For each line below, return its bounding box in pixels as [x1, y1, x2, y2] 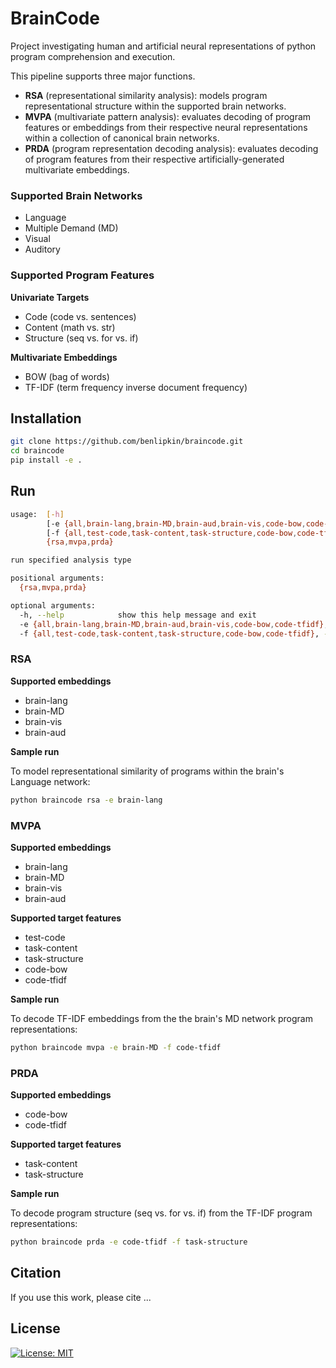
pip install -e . [10, 455, 83, 466]
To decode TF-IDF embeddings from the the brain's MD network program [10, 1012, 313, 1024]
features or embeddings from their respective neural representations [24, 121, 308, 133]
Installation [10, 410, 82, 427]
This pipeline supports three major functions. [10, 70, 196, 82]
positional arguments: [10, 573, 105, 584]
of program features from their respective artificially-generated [24, 153, 285, 165]
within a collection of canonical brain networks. [24, 132, 220, 144]
